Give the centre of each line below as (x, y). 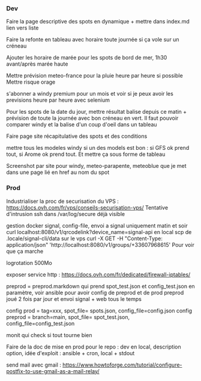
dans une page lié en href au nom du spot (58, 172)
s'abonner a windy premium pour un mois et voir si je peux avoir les (90, 94)
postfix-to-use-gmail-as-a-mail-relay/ (53, 371)
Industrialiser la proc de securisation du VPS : (62, 201)
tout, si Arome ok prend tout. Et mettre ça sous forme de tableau (86, 154)
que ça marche (25, 251)
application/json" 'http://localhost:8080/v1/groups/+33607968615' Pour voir (100, 244)
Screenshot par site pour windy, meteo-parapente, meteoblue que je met (97, 166)
